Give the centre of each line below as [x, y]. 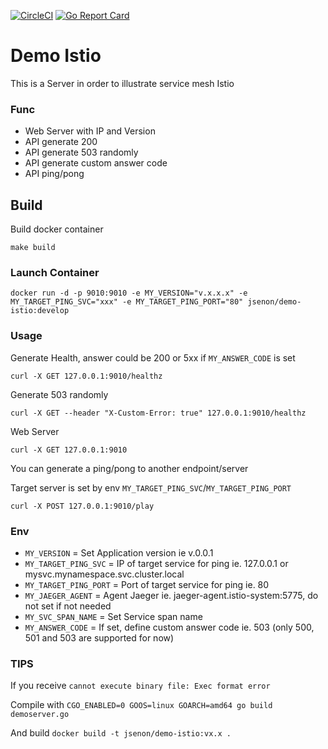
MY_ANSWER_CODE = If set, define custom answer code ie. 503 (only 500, [169, 627]
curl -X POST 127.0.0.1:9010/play [82, 506]
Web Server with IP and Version [90, 131]
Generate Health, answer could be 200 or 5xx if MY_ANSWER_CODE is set [153, 357]
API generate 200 [61, 142]
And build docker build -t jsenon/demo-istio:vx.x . [121, 733]
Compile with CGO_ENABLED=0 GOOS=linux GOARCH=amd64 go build [141, 705]
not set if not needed [68, 606]
